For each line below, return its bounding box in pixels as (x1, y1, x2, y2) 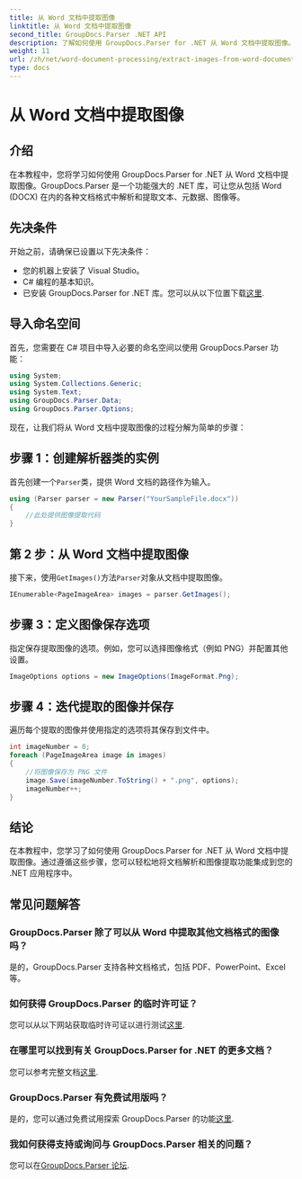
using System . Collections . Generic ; (9, 380, 143, 389)
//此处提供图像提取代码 (25, 511, 101, 520)
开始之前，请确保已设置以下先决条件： (9, 246, 151, 256)
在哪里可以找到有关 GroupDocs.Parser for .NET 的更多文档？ (9, 1044, 274, 1057)
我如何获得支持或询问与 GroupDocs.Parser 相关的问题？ (9, 1138, 253, 1150)
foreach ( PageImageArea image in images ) (9, 751, 167, 760)
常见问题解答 (9, 897, 81, 912)
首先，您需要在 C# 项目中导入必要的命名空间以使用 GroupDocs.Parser (9, 342, 269, 353)
